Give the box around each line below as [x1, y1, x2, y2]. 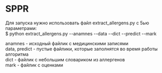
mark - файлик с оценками [5, 62, 63, 68]
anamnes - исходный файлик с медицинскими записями [5, 40, 129, 46]
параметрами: [5, 25, 37, 31]
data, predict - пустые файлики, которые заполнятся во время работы [5, 46, 158, 52]
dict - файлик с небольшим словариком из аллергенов [5, 56, 125, 62]
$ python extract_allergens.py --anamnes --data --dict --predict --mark [5, 30, 157, 36]
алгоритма [5, 51, 29, 57]
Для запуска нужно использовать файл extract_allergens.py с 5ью [5, 20, 149, 26]
